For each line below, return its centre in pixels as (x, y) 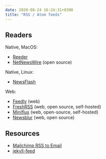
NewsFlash (24, 82)
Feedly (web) (26, 101)
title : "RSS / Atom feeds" (34, 15)
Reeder (20, 57)
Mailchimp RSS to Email (37, 146)
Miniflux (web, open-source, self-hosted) (55, 112)
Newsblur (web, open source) (43, 118)
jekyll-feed (24, 151)
